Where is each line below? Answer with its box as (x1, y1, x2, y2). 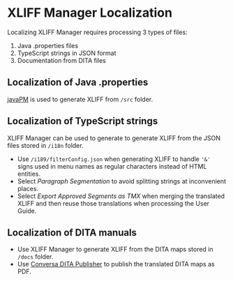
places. (17, 184, 39, 192)
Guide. (17, 206, 37, 215)
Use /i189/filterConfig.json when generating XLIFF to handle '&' (17, 155, 211, 163)
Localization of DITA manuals (7, 227, 137, 238)
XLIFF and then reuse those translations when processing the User (17, 199, 210, 207)
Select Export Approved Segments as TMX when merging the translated (17, 192, 225, 200)
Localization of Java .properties (7, 77, 149, 89)
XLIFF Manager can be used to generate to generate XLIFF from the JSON (7, 134, 221, 142)
